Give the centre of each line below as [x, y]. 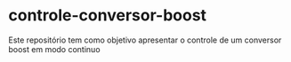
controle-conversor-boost [107, 15]
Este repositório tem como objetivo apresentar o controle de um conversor [145, 40]
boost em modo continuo [54, 49]
